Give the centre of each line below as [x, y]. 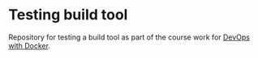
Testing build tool [68, 15]
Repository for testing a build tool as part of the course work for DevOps [129, 37]
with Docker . [30, 45]
